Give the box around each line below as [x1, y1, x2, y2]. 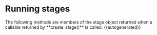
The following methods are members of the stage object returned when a [5, 19, 153, 25]
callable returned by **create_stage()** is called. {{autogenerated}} [5, 24, 141, 30]
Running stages [5, 3, 70, 14]
